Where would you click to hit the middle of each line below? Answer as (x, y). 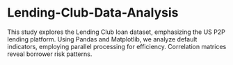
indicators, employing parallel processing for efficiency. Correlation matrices (117, 46)
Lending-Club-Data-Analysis (93, 13)
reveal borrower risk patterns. (50, 54)
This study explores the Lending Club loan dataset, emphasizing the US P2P (116, 32)
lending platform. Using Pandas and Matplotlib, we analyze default (102, 39)
